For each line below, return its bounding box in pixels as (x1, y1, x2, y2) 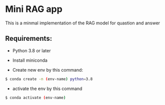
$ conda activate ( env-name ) (5, 95, 66, 100)
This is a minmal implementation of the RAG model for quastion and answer (5, 20, 160, 26)
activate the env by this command (12, 86, 82, 92)
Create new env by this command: (12, 67, 83, 73)
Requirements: (5, 34, 52, 43)
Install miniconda (12, 57, 47, 63)
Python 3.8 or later (12, 47, 51, 53)
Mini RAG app (5, 3, 62, 15)
